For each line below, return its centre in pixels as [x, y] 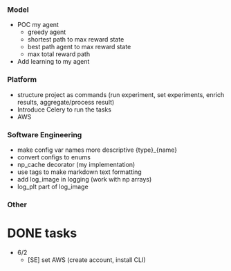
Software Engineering [45, 134]
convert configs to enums [54, 157]
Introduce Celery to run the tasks [64, 110]
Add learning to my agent [53, 62]
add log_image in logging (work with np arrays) [84, 179]
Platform [22, 80]
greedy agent [47, 32]
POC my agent [38, 25]
